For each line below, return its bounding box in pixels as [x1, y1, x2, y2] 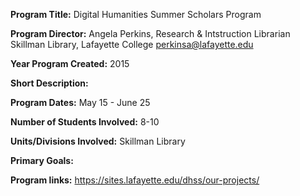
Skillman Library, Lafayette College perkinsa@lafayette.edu [10, 39, 254, 50]
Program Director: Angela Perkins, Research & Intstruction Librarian [10, 28, 291, 39]
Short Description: [10, 77, 89, 89]
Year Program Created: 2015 [10, 58, 130, 69]
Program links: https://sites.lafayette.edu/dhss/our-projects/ [10, 174, 260, 186]
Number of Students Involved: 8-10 [10, 116, 160, 128]
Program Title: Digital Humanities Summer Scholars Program [10, 9, 262, 20]
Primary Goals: [10, 155, 74, 166]
